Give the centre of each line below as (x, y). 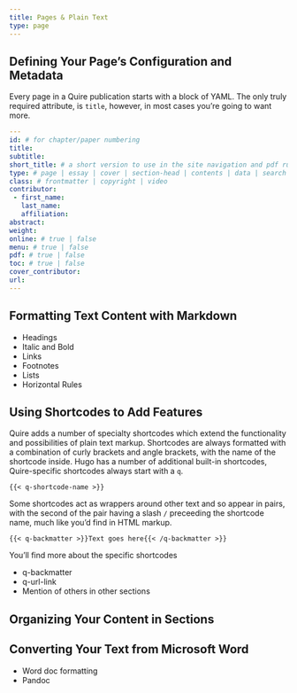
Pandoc (36, 680)
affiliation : (45, 214)
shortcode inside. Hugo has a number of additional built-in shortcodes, (138, 462)
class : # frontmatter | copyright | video (88, 181)
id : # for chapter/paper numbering (75, 140)
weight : (23, 230)
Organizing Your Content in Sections (112, 619)
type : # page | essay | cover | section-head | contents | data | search (148, 173)
